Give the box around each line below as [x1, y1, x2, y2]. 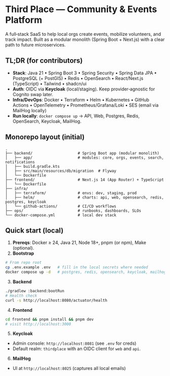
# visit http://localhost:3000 [5, 321, 71, 326]
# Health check [5, 293, 37, 298]
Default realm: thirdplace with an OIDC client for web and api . [12, 346, 141, 352]
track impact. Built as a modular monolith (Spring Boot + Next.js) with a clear [5, 36, 165, 42]
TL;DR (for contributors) [5, 57, 83, 65]
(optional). [12, 245, 34, 251]
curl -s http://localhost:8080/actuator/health [5, 298, 108, 303]
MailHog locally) [12, 107, 47, 113]
